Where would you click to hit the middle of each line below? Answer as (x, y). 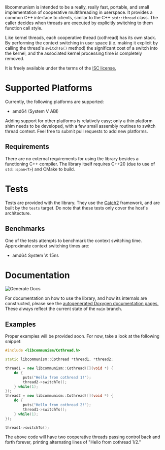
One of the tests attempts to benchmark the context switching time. (74, 241)
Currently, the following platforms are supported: (55, 102)
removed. (15, 58)
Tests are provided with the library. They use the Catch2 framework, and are (82, 203)
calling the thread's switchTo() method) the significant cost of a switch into (82, 48)
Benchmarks (25, 229)
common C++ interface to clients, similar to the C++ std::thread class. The (82, 17)
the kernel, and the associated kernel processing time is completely (74, 53)
